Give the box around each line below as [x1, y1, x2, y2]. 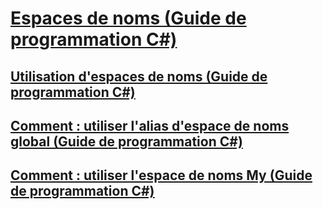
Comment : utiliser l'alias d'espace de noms [10, 117, 290, 134]
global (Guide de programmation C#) [10, 133, 243, 150]
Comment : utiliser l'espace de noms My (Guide [10, 167, 313, 184]
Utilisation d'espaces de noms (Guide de [10, 68, 268, 85]
